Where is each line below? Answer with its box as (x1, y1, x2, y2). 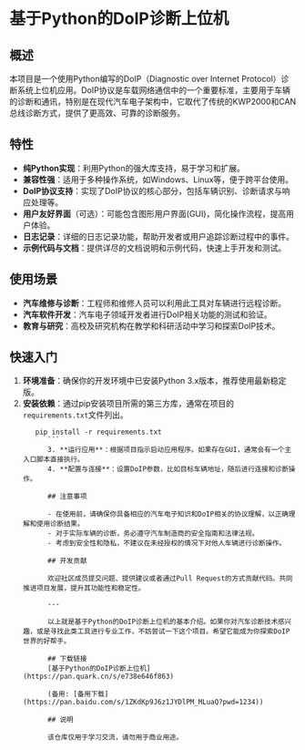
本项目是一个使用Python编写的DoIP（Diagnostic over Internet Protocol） (9, 74, 281, 84)
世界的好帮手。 (22, 637, 71, 646)
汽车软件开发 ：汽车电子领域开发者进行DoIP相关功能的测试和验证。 (22, 309, 272, 320)
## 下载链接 (46, 654, 87, 663)
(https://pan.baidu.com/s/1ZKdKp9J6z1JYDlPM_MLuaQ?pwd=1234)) (22, 698, 264, 707)
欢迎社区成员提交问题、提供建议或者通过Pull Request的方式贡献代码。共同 (46, 574, 293, 583)
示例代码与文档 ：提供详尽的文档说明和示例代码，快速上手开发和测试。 (22, 242, 287, 253)
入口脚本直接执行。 (22, 455, 85, 465)
